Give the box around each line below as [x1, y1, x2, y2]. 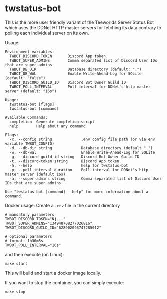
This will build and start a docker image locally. [5, 270, 101, 276]
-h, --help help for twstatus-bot [9, 163, 128, 168]
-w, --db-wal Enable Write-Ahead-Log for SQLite [9, 150, 155, 155]
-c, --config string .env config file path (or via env [9, 137, 155, 142]
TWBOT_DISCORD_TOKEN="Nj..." [5, 216, 66, 221]
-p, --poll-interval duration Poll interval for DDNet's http [9, 167, 149, 172]
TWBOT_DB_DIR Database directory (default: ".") [9, 67, 142, 72]
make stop [5, 289, 26, 294]
